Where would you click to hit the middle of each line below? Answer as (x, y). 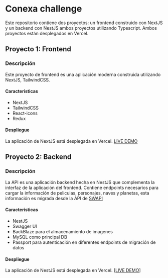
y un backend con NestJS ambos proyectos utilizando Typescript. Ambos (81, 28)
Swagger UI (25, 226)
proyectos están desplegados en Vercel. (47, 33)
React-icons (25, 113)
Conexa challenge (44, 9)
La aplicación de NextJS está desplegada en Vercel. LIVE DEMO (71, 141)
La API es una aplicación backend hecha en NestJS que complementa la (80, 182)
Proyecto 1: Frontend (38, 49)
